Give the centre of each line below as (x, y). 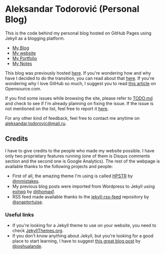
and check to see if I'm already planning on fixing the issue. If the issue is (79, 103)
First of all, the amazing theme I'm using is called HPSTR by (72, 176)
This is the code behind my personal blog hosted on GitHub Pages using (78, 33)
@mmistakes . (26, 181)
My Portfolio (25, 58)
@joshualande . (27, 246)
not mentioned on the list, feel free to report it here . (57, 109)
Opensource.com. (23, 88)
